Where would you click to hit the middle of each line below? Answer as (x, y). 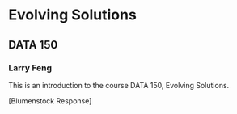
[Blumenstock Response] (50, 101)
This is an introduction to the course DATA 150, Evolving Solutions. (119, 85)
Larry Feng (30, 68)
